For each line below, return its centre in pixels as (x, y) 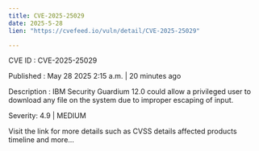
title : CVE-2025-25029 (46, 16)
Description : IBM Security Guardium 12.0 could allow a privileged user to (130, 92)
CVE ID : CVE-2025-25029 (53, 60)
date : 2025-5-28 (36, 23)
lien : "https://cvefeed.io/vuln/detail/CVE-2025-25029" (104, 31)
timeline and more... (42, 140)
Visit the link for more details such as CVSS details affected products (123, 131)
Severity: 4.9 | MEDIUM (47, 116)
